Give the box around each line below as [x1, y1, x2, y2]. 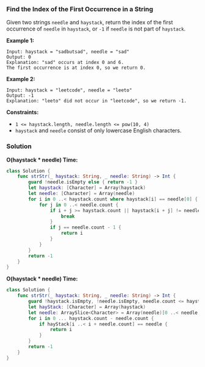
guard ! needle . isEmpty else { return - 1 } [28, 179, 138, 185]
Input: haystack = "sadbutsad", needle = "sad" [6, 49, 130, 55]
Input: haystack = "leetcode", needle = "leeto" [6, 87, 132, 93]
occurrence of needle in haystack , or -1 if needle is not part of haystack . [6, 25, 186, 32]
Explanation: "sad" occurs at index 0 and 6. [6, 60, 124, 66]
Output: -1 [6, 93, 34, 99]
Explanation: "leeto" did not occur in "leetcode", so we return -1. [6, 98, 187, 104]
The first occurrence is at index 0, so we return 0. [6, 65, 146, 71]
